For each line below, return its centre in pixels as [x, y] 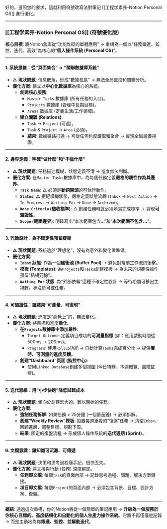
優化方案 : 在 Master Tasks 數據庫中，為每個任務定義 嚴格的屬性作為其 [81, 177]
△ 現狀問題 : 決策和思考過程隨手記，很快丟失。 [60, 462]
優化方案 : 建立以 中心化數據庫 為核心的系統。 [57, 86]
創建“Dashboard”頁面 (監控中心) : [54, 361]
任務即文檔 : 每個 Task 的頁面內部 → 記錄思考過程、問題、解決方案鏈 [87, 475]
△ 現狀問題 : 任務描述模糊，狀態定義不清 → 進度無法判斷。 [72, 171]
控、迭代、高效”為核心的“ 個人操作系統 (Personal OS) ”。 [62, 50]
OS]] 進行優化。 [21, 13]
